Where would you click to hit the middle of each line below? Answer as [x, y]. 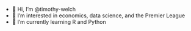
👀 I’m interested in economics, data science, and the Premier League [99, 15]
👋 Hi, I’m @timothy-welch [44, 9]
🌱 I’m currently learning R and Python [59, 22]
